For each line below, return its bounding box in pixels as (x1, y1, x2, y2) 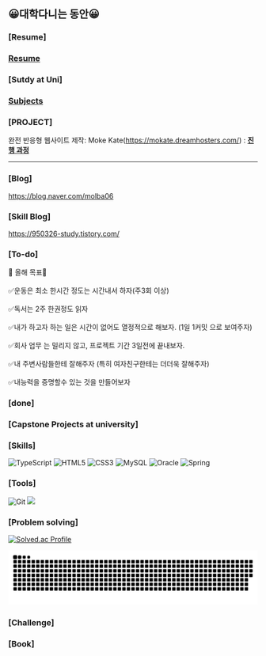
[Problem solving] (8, 517, 79, 528)
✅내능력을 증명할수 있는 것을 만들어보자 (8, 377, 131, 387)
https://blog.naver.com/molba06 (8, 191, 114, 200)
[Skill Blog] (8, 210, 51, 222)
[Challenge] (8, 616, 55, 628)
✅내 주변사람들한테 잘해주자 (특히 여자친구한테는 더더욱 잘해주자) (8, 359, 210, 369)
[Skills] (8, 440, 36, 451)
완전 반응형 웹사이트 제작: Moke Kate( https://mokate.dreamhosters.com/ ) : (8, 135, 246, 145)
